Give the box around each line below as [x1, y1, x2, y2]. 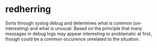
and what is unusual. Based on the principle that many [30, 25, 142, 31]
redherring [5, 3, 51, 15]
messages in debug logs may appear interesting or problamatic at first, [5, 30, 152, 36]
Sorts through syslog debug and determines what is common [5, 20, 132, 26]
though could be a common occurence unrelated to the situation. [5, 36, 140, 42]
